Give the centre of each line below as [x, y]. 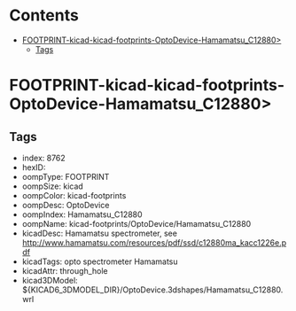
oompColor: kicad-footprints [74, 195]
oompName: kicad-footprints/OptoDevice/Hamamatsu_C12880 [136, 223]
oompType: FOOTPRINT [66, 176]
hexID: [34, 167]
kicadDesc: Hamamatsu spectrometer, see [99, 233]
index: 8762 [44, 158]
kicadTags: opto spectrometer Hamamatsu [100, 261]
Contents [44, 16]
